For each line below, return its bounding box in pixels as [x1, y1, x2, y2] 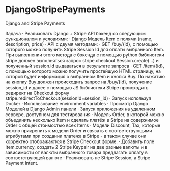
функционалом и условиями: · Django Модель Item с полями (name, [5, 36, 153, 42]
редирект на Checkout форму [5, 90, 70, 96]
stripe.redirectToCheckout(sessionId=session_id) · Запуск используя [5, 95, 151, 101]
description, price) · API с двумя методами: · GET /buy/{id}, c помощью [5, 41, 158, 47]
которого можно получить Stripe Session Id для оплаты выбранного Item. [5, 46, 164, 52]
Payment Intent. [5, 160, 39, 166]
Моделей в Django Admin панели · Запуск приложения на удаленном [5, 106, 156, 112]
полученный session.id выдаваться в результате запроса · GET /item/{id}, [5, 63, 164, 69]
